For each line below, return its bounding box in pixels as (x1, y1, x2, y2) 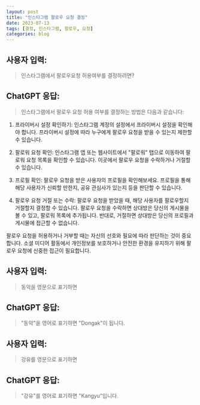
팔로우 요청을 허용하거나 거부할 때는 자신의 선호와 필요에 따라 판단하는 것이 (6, 232, 181, 239)
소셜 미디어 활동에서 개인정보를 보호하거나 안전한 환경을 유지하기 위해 (23, 239, 186, 247)
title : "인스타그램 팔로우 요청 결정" (6, 14, 88, 20)
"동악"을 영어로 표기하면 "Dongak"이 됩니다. (20, 319, 125, 327)
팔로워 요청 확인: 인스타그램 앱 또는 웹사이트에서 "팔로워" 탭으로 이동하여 (14, 148, 184, 156)
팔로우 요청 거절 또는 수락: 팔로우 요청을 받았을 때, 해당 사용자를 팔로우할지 (14, 196, 189, 204)
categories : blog (6, 31, 50, 37)
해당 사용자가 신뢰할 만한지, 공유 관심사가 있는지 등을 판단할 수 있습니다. (14, 184, 183, 191)
